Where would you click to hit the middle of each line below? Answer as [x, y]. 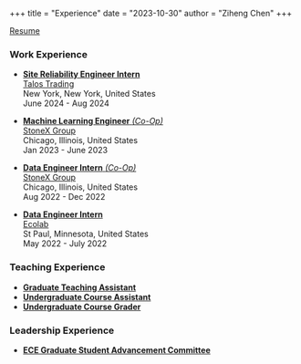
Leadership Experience [62, 330]
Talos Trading [48, 84]
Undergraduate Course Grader [82, 307]
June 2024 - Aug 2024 [66, 103]
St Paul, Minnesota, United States [85, 234]
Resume [25, 31]
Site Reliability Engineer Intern [81, 74]
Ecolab [36, 224]
